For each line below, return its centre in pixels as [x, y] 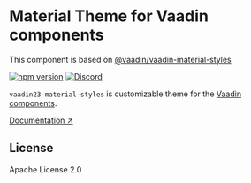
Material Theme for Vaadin [109, 16]
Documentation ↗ [41, 120]
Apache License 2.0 [46, 169]
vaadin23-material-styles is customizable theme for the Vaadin [125, 94]
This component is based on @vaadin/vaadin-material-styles [120, 59]
